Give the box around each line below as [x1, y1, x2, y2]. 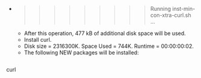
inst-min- [171, 5, 196, 12]
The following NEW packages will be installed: [24, 49, 139, 56]
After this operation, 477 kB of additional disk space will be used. [24, 30, 186, 37]
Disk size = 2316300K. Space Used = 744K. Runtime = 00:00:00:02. [24, 42, 194, 50]
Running [150, 5, 171, 12]
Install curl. [24, 36, 52, 43]
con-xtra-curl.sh [150, 11, 191, 19]
